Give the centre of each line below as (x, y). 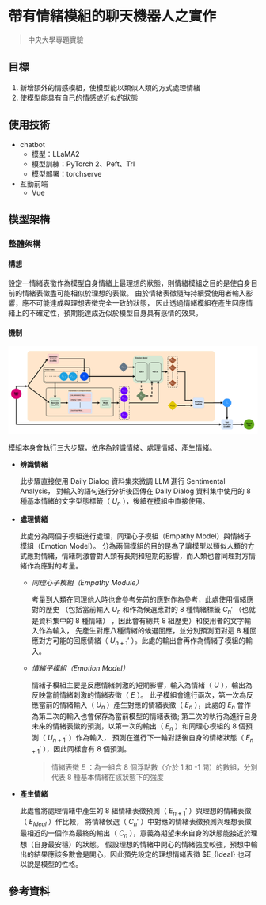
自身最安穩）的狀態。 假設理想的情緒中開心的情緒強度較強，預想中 (142, 844)
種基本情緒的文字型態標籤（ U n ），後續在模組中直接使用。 (114, 502)
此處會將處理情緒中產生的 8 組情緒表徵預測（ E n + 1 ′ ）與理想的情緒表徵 (135, 811)
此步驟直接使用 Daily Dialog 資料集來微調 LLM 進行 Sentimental (122, 481)
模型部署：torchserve (66, 173)
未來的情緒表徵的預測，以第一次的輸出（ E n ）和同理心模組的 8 (134, 727)
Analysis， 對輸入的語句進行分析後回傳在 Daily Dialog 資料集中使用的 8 (135, 491)
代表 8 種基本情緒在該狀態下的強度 (107, 777)
